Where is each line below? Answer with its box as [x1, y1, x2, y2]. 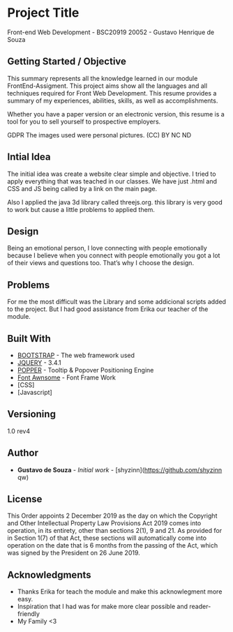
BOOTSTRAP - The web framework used [17, 351, 135, 359]
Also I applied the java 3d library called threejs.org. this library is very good [7, 197, 223, 206]
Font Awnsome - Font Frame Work [17, 373, 116, 382]
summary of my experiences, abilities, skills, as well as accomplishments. [7, 96, 218, 105]
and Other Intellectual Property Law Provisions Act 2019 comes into [7, 519, 202, 527]
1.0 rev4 [7, 427, 30, 435]
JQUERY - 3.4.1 [17, 359, 61, 367]
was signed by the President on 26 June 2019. [7, 549, 141, 557]
